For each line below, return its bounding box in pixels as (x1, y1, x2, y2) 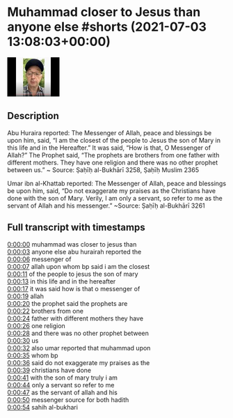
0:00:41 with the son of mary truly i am (7, 373, 118, 382)
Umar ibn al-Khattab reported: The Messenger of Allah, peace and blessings (7, 179, 227, 187)
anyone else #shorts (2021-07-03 (7, 19, 207, 35)
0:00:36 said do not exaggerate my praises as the (7, 358, 150, 366)
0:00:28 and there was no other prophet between (7, 329, 150, 337)
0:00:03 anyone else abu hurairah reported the (7, 247, 142, 256)
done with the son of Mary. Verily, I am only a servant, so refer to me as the (7, 194, 223, 202)
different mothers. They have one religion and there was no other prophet (7, 158, 218, 167)
